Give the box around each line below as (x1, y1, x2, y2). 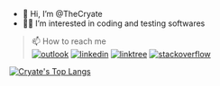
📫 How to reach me (31, 36, 106, 47)
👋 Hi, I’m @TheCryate (22, 9, 103, 19)
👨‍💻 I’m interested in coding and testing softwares (22, 18, 206, 29)
